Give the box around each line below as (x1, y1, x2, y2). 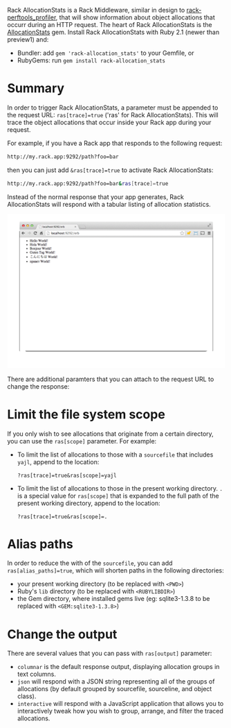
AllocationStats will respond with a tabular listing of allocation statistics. (7, 200, 211, 208)
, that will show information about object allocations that (55, 13, 216, 22)
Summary (7, 81, 64, 96)
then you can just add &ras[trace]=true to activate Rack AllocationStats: (7, 166, 214, 174)
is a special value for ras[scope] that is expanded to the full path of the (17, 491, 219, 500)
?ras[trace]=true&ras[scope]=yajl (17, 472, 117, 479)
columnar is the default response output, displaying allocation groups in (17, 663, 220, 671)
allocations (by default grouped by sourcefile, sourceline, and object (17, 685, 212, 693)
